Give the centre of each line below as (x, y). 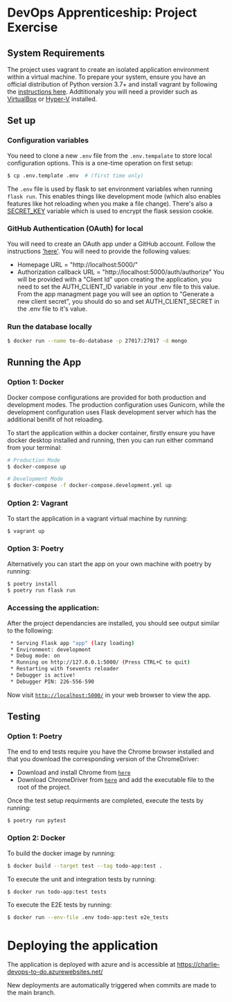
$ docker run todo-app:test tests (57, 892)
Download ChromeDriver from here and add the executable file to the (116, 779)
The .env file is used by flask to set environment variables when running (110, 189)
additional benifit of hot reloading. (55, 419)
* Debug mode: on (35, 656)
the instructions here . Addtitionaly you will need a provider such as (102, 92)
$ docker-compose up (37, 466)
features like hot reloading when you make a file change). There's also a (110, 203)
